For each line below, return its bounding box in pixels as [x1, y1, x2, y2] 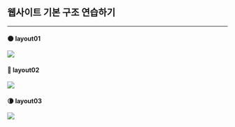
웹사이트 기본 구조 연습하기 [7, 6, 115, 19]
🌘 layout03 [7, 96, 42, 105]
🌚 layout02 [7, 66, 40, 74]
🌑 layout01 [7, 34, 41, 43]
